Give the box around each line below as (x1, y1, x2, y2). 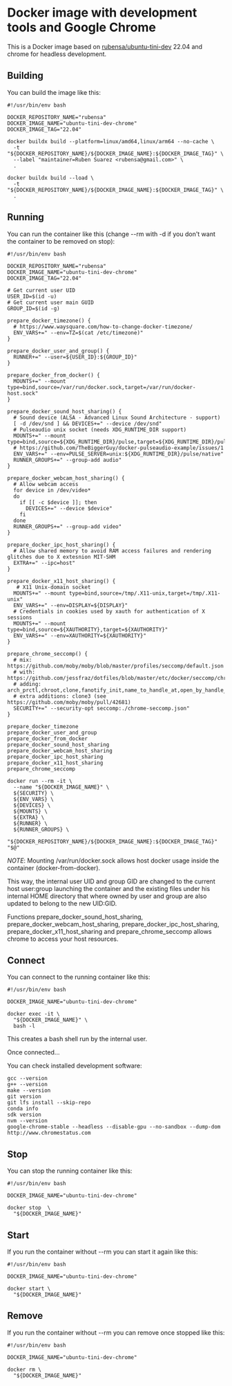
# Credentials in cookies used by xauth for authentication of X (13, 608, 206, 615)
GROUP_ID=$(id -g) (7, 305, 60, 312)
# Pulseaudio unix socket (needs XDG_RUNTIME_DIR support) (13, 426, 187, 433)
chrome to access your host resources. (7, 935, 119, 943)
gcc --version (7, 1075, 48, 1082)
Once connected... (7, 1048, 60, 1056)
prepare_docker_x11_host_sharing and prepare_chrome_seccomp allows (7, 927, 212, 935)
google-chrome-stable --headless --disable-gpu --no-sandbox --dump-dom (7, 1124, 221, 1131)
